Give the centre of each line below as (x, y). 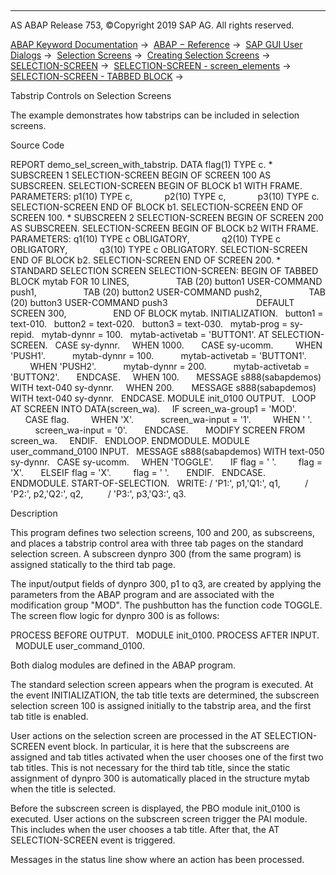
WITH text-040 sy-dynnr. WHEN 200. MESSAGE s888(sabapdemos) (163, 387)
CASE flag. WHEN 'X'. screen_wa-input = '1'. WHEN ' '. (168, 419)
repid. (22, 334)
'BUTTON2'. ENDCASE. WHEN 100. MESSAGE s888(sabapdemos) (166, 377)
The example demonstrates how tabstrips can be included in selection (155, 115)
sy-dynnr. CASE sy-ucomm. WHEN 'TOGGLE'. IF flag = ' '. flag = (166, 462)
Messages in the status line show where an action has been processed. (157, 859)
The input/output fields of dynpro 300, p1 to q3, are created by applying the (166, 584)
